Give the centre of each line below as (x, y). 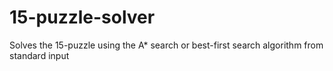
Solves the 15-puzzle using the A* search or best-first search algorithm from (166, 45)
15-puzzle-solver (82, 17)
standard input (39, 55)
